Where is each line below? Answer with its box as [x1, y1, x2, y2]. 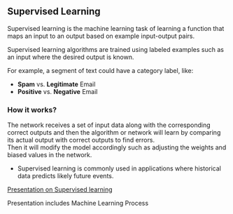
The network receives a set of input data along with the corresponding [7, 121, 211, 129]
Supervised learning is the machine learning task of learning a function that [7, 24, 225, 32]
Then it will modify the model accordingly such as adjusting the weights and [7, 143, 227, 152]
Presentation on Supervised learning [7, 185, 113, 194]
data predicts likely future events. [17, 172, 114, 180]
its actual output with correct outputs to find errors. [7, 136, 155, 145]
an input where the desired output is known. [7, 53, 134, 61]
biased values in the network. [7, 151, 92, 159]
